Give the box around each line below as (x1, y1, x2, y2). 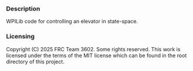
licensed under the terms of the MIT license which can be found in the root (6, 52, 187, 59)
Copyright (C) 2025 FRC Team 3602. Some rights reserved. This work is (6, 45, 181, 52)
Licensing (6, 33, 35, 41)
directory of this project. (6, 58, 65, 65)
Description (6, 5, 40, 13)
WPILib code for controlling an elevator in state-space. (6, 18, 138, 25)
